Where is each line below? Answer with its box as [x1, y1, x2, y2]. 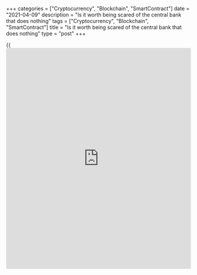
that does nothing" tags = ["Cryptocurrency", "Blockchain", [6, 18, 149, 24]
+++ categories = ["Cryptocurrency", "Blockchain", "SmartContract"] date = [6, 5, 190, 12]
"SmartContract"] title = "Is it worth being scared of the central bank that [6, 24, 182, 31]
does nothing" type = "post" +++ [6, 30, 86, 37]
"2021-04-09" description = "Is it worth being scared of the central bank [6, 11, 182, 18]
